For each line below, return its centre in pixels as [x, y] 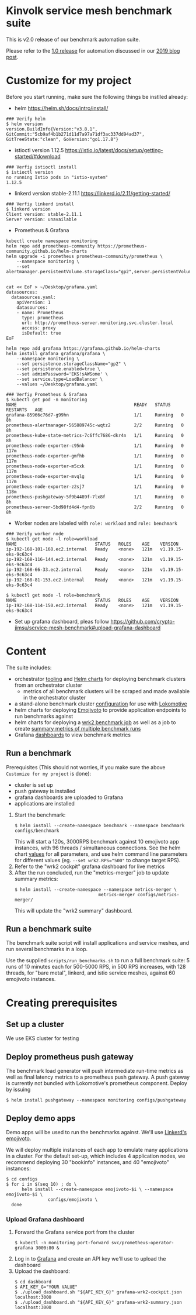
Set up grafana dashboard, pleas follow [62, 621]
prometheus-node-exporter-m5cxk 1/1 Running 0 [95, 466]
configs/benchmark [37, 831]
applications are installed [44, 803]
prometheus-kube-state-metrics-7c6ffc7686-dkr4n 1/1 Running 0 [95, 435]
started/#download [38, 156]
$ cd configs [22, 1179]
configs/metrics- [158, 894]
